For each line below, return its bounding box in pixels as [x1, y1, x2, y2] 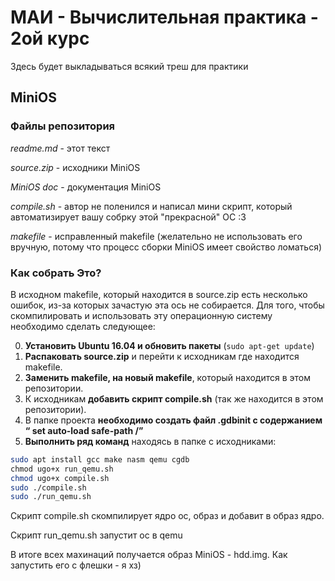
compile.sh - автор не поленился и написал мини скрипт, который [10, 200, 293, 212]
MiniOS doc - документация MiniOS [10, 181, 162, 193]
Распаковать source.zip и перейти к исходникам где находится [24, 350, 300, 362]
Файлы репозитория [10, 119, 116, 133]
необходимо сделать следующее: [10, 320, 156, 332]
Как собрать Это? [10, 266, 102, 280]
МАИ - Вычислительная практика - [10, 6, 319, 29]
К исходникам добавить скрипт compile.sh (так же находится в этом [24, 392, 324, 405]
